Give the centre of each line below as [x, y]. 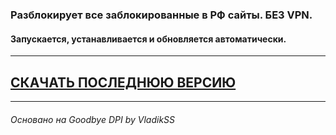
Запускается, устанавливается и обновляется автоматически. [148, 39]
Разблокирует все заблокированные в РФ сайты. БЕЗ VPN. [161, 15]
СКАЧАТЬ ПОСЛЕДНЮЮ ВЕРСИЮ [123, 82]
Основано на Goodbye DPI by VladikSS [93, 119]
